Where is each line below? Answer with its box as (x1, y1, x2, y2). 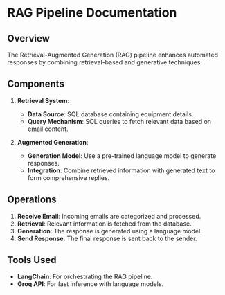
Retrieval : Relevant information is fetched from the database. (17, 220, 192, 228)
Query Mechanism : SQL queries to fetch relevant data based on (27, 117, 212, 125)
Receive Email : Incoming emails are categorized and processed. (17, 212, 201, 220)
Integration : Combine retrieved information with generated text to (27, 166, 215, 175)
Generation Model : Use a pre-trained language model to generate (27, 151, 217, 160)
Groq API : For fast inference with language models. (17, 280, 164, 288)
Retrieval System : (17, 96, 70, 105)
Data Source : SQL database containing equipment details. (27, 109, 194, 118)
